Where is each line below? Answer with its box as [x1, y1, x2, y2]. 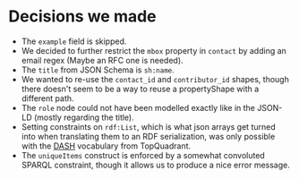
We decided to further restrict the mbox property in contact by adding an [21, 45, 287, 55]
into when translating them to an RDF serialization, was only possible [21, 131, 276, 141]
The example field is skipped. [21, 36, 127, 47]
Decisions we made [8, 6, 158, 27]
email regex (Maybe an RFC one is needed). [21, 55, 184, 65]
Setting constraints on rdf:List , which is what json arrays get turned [21, 121, 276, 132]
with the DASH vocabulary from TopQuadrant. [21, 141, 192, 151]
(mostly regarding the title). [33, 112, 135, 123]
